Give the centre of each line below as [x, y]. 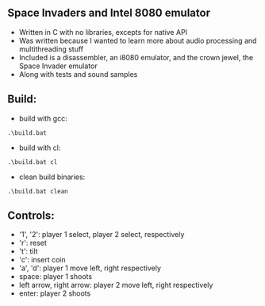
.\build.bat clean [38, 191]
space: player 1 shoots [56, 277]
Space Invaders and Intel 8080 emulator [109, 13]
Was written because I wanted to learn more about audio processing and [138, 40]
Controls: [31, 216]
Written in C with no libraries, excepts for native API [103, 32]
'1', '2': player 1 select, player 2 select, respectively [102, 235]
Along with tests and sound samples [78, 74]
